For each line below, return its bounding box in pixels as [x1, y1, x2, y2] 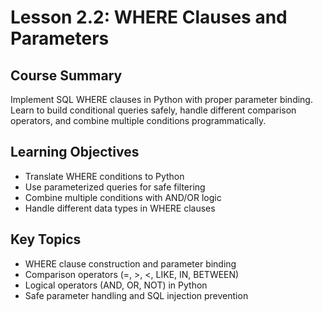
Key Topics [10, 231, 82, 248]
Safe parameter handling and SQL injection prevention [24, 289, 249, 301]
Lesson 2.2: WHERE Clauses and [10, 6, 288, 29]
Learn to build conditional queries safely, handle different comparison [10, 104, 297, 116]
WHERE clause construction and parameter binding [24, 257, 237, 270]
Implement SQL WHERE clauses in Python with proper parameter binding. [10, 94, 313, 105]
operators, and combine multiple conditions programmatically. [10, 115, 267, 126]
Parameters [10, 27, 110, 50]
